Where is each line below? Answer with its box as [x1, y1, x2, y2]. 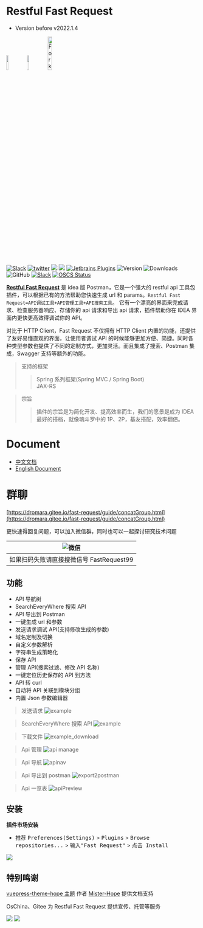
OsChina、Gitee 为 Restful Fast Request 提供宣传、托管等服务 [6, 903, 161, 910]
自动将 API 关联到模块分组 [15, 686, 81, 694]
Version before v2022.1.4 [15, 24, 78, 32]
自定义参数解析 [15, 640, 53, 648]
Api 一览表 [21, 784, 47, 792]
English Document [15, 465, 61, 472]
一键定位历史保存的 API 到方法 [15, 671, 91, 679]
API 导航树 [15, 595, 42, 603]
